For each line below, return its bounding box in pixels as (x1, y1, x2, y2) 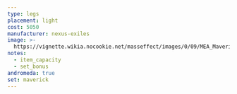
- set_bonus (13, 63, 49, 70)
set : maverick (7, 76, 49, 83)
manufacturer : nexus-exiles (7, 30, 90, 37)
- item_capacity (13, 57, 61, 64)
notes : (7, 50, 27, 57)
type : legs (7, 10, 39, 18)
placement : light (7, 17, 59, 24)
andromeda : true (7, 69, 55, 76)
